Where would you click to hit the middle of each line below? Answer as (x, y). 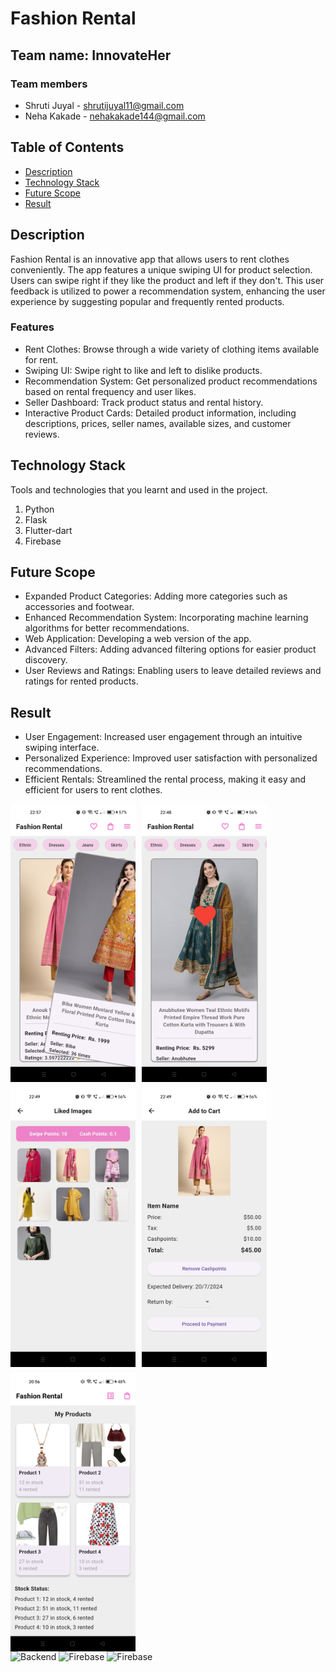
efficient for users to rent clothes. (93, 790)
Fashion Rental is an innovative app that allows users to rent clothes (150, 259)
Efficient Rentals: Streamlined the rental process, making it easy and (165, 779)
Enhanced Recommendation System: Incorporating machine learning (166, 618)
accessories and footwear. (79, 607)
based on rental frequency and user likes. (110, 391)
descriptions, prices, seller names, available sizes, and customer (158, 423)
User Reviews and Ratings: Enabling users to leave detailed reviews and (173, 671)
